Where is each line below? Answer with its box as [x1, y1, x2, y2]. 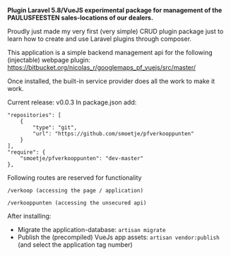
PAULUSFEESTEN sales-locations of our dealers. [7, 13, 154, 22]
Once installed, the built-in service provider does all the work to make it [7, 77, 215, 85]
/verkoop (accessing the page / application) [7, 187, 143, 194]
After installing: [7, 212, 52, 220]
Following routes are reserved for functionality [7, 173, 142, 182]
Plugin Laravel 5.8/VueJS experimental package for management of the [7, 6, 223, 14]
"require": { [7, 149, 46, 156]
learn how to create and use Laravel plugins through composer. [7, 35, 192, 43]
